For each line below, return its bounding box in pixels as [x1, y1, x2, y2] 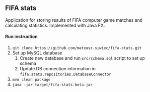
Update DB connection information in [19, 66, 96, 72]
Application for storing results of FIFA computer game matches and [5, 17, 143, 23]
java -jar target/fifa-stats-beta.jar [12, 83, 93, 88]
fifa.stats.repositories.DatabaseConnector [19, 72, 112, 77]
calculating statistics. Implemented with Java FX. [5, 22, 105, 28]
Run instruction [5, 34, 38, 40]
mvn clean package [12, 77, 51, 82]
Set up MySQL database [12, 50, 63, 56]
